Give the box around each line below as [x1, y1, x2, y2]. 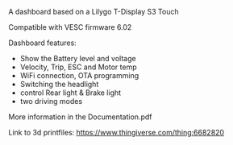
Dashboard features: [8, 38, 77, 48]
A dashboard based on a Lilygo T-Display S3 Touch [8, 7, 179, 16]
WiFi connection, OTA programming [19, 71, 139, 80]
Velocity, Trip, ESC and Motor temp [19, 62, 137, 72]
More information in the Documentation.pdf [8, 112, 152, 122]
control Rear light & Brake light [19, 88, 122, 97]
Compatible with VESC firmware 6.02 [8, 23, 132, 31]
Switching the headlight [19, 80, 99, 89]
